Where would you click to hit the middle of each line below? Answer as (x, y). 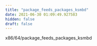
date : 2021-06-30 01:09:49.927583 (41, 14)
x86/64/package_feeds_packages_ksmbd (48, 38)
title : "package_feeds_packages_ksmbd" (47, 10)
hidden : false (20, 19)
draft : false (19, 24)
